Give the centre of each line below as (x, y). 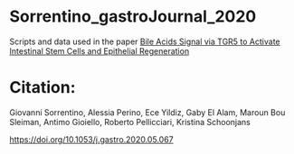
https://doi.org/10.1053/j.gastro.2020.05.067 (91, 139)
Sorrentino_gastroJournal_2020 (133, 17)
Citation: (43, 88)
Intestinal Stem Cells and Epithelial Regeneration (100, 50)
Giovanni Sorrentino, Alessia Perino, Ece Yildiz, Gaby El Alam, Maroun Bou (147, 112)
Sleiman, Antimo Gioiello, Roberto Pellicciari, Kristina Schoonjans (130, 122)
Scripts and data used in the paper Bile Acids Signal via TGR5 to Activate (145, 41)
